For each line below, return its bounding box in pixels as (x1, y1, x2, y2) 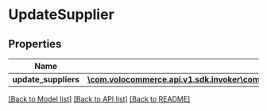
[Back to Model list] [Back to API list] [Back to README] (8, 94, 191, 104)
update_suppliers (12, 74, 80, 85)
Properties (8, 37, 62, 51)
